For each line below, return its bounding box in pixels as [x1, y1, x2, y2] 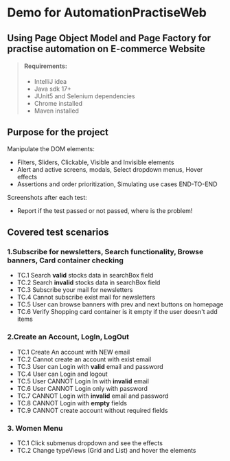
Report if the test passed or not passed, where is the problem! [16, 206, 193, 214]
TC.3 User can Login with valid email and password [16, 362, 163, 370]
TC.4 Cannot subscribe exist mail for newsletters [16, 293, 156, 302]
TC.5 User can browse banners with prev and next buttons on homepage [16, 300, 224, 308]
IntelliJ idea [34, 77, 67, 85]
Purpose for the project [7, 126, 108, 138]
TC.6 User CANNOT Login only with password [16, 384, 148, 392]
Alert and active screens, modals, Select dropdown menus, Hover [16, 165, 203, 173]
